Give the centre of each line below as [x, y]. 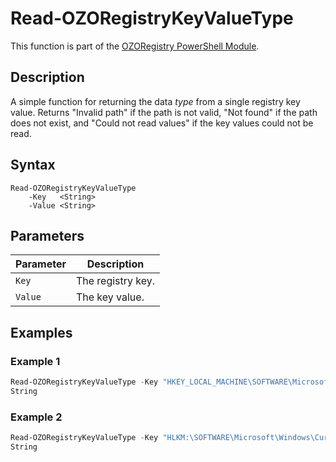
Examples [41, 332]
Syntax [33, 165]
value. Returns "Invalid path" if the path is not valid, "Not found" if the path [164, 112]
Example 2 [36, 417]
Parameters [47, 235]
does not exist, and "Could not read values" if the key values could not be [162, 123]
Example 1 [35, 361]
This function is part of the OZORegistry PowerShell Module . [135, 46]
